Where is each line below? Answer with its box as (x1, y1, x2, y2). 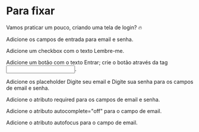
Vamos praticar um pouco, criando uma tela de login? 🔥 (6, 24, 143, 31)
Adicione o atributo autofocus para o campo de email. (6, 119, 138, 126)
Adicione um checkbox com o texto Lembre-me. (6, 47, 125, 54)
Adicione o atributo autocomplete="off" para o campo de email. (6, 107, 162, 114)
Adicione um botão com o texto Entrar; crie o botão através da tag (6, 58, 168, 66)
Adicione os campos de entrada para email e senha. (6, 36, 134, 43)
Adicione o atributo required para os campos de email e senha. (6, 96, 160, 103)
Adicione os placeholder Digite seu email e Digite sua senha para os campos (6, 78, 194, 85)
